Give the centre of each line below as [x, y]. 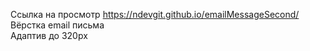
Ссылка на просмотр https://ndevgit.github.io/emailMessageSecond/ [155, 14]
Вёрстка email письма [57, 25]
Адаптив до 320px [49, 35]
